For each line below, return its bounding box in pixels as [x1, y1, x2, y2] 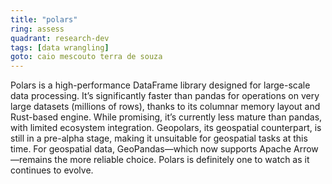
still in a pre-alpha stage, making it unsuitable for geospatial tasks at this [10, 132, 308, 145]
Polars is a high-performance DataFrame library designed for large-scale [10, 79, 311, 91]
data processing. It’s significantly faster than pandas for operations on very [10, 90, 320, 102]
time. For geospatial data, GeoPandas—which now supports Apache [10, 143, 292, 155]
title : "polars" [10, 14, 78, 25]
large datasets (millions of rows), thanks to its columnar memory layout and [10, 101, 321, 113]
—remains [10, 154, 53, 166]
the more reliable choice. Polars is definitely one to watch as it [54, 154, 310, 166]
